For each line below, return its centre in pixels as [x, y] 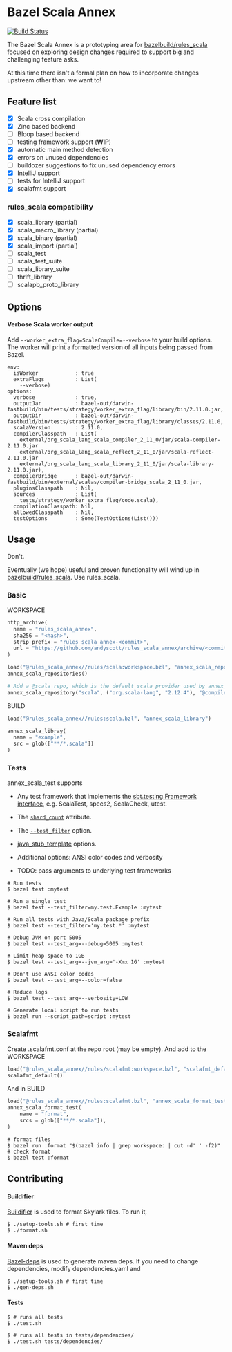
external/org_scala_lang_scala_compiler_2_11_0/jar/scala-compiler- [120, 440]
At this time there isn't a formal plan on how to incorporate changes [103, 73]
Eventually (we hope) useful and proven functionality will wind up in [103, 569]
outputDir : [46, 416]
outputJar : [46, 403]
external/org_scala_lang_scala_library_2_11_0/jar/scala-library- [117, 464]
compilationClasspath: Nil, [54, 506]
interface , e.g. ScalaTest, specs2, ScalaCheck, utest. [92, 804]
